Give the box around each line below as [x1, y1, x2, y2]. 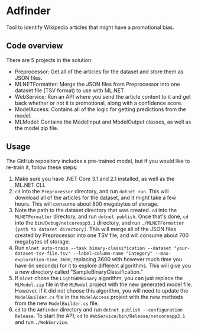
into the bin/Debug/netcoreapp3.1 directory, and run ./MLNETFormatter [14, 219, 184, 226]
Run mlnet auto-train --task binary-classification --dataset [14, 244, 172, 251]
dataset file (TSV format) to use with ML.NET [14, 87, 124, 94]
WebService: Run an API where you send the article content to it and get [14, 93, 191, 100]
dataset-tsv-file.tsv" [14, 250, 71, 257]
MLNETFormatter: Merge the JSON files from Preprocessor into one [14, 80, 180, 87]
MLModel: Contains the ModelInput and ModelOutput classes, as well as [14, 118, 191, 125]
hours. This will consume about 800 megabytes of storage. [14, 200, 159, 207]
